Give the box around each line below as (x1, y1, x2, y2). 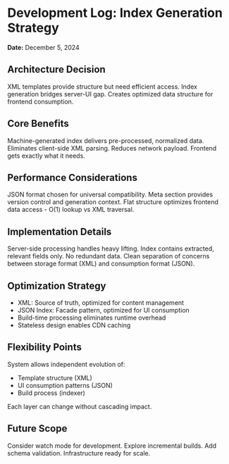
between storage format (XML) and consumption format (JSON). (7, 259, 195, 268)
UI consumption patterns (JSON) (17, 381, 113, 389)
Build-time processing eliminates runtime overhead (17, 313, 166, 322)
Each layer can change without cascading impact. (7, 402, 152, 410)
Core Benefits (7, 118, 69, 130)
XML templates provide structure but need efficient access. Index (7, 82, 197, 91)
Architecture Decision (7, 63, 106, 75)
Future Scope (7, 422, 68, 434)
